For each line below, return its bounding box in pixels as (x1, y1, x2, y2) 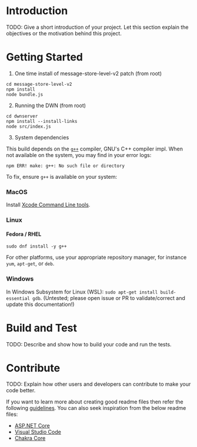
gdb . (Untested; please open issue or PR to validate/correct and (32, 294, 185, 301)
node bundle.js (6, 91, 44, 98)
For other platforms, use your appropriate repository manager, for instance (6, 254, 187, 261)
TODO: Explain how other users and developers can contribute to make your (6, 381, 191, 388)
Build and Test (6, 321, 78, 335)
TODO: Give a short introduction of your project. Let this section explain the (6, 24, 189, 31)
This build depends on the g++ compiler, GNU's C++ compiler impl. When (6, 145, 183, 152)
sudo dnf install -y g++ (6, 243, 67, 249)
